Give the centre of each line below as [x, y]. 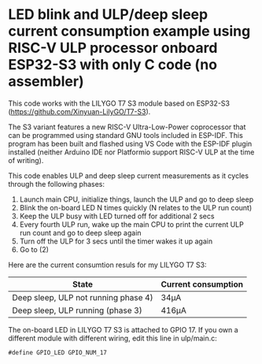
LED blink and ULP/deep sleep [108, 15]
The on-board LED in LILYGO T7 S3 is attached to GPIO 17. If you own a [123, 329]
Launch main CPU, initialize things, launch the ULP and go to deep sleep [137, 199]
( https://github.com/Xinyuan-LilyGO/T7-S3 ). [79, 111]
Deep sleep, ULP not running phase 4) [83, 297]
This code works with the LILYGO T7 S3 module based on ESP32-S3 [119, 103]
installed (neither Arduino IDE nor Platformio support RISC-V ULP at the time [131, 152]
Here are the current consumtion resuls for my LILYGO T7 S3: [107, 265]
